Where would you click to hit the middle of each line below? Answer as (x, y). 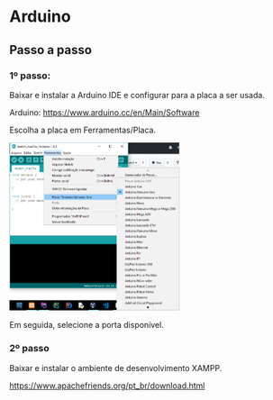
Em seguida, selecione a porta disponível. (86, 325)
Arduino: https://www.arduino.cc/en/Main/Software (105, 112)
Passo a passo (51, 50)
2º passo (29, 349)
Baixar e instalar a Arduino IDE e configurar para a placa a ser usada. (137, 95)
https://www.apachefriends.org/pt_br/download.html (107, 386)
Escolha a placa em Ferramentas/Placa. (82, 130)
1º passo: (30, 76)
